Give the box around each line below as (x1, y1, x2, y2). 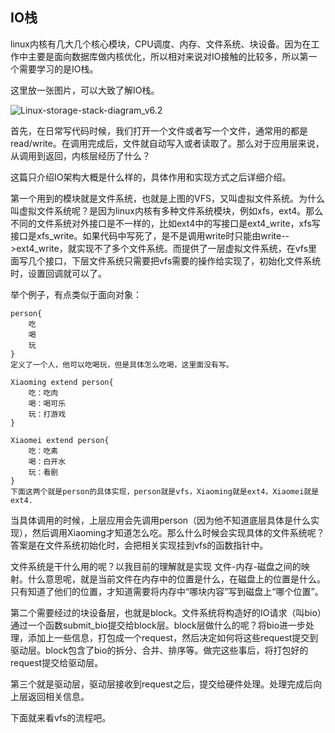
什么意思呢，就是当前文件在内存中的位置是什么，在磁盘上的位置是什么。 (27, 573, 326, 585)
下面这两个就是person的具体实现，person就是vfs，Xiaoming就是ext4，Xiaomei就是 (10, 486, 320, 497)
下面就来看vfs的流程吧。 (10, 711, 112, 723)
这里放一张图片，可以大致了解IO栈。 (10, 84, 160, 96)
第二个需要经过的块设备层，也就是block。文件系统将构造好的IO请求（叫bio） (10, 606, 322, 618)
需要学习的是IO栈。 (18, 63, 99, 75)
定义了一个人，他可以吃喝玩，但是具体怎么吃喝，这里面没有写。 (10, 359, 234, 370)
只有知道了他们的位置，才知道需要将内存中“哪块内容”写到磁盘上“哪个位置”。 (10, 585, 324, 597)
